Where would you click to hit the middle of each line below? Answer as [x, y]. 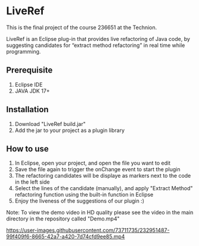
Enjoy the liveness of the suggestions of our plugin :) [80, 201]
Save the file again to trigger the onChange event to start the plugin [97, 169]
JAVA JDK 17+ [32, 91]
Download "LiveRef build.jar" [50, 124]
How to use [27, 149]
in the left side [32, 182]
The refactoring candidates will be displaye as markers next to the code [103, 176]
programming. [24, 51]
